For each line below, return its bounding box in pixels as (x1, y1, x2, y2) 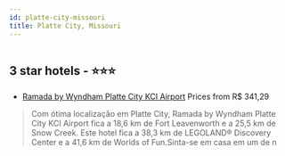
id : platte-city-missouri (9, 12, 105, 22)
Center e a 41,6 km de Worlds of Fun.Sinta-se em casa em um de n (30, 137, 278, 148)
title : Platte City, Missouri (9, 21, 122, 30)
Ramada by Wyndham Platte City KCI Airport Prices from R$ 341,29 (21, 91, 270, 103)
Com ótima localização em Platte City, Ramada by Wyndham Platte (30, 109, 276, 119)
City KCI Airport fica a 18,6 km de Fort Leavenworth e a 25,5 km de (30, 118, 276, 129)
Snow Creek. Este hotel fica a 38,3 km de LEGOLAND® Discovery (30, 127, 272, 138)
